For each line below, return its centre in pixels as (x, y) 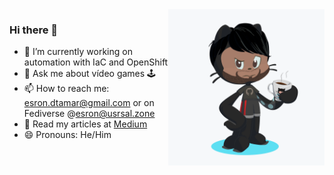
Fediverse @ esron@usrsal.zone (89, 114)
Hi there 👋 (34, 30)
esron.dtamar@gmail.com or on (89, 103)
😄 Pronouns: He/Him (67, 135)
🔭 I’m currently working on (78, 52)
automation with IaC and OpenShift (96, 62)
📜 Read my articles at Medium (85, 124)
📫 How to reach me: (66, 89)
